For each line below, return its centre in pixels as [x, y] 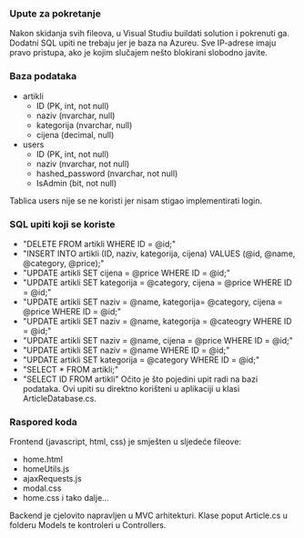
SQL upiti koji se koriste [62, 224]
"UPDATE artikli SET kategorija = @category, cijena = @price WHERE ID [157, 282]
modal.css [42, 488]
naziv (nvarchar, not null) [83, 164]
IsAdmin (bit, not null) [76, 183]
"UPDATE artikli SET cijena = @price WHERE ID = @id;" [126, 273]
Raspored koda [43, 422]
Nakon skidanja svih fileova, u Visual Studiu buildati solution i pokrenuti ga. [149, 34]
